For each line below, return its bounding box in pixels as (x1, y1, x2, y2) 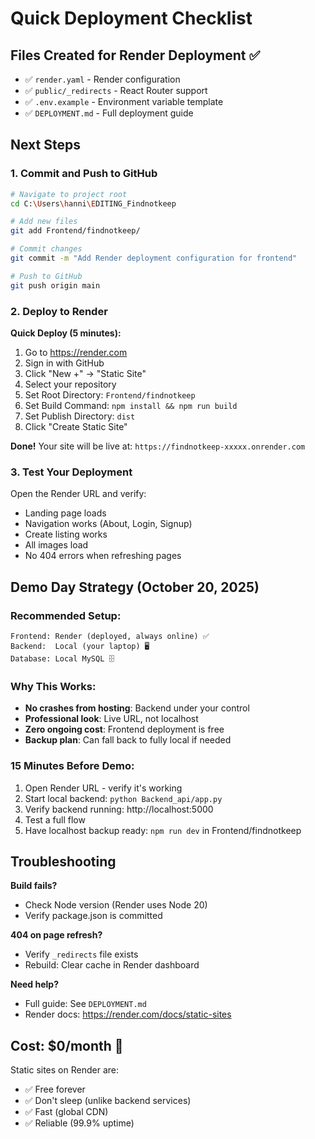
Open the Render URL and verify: (10, 488, 147, 500)
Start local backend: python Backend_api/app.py (24, 792, 223, 804)
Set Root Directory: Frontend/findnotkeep (24, 388, 196, 401)
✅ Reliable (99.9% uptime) (24, 1117, 135, 1129)
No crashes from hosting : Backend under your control (24, 702, 250, 714)
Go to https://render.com (24, 346, 128, 358)
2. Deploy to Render (10, 304, 108, 318)
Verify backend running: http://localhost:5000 (24, 803, 214, 815)
